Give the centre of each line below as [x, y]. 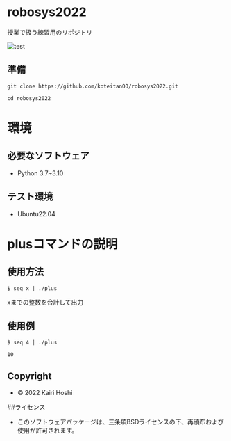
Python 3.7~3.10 [40, 173]
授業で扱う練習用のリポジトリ [50, 32]
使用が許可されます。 [48, 431]
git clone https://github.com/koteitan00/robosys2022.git [93, 86]
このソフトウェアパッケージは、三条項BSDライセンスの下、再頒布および [120, 422]
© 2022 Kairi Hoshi [45, 393]
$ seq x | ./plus [32, 288]
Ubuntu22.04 [36, 214]
